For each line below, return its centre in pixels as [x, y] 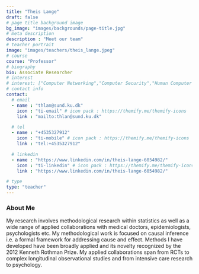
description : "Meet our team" [45, 39]
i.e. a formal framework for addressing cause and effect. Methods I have [94, 240]
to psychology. [24, 265]
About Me [21, 208]
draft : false [22, 17]
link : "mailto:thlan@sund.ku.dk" [59, 116]
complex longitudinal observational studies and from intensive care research [99, 259]
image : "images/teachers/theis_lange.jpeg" [61, 50]
